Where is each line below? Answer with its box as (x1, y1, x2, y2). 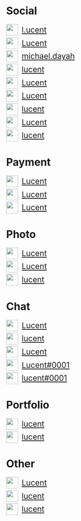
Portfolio (6, 398, 50, 411)
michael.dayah (21, 52, 75, 62)
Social (6, 4, 37, 18)
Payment (6, 156, 51, 169)
